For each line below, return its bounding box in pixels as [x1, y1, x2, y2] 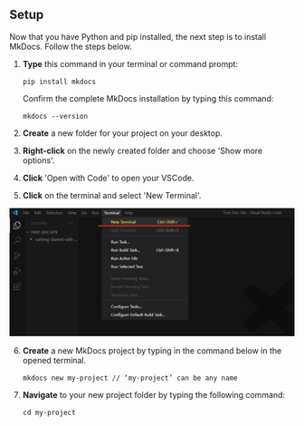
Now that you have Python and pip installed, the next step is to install [9, 31, 267, 42]
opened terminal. [22, 354, 87, 365]
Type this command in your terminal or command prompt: [22, 58, 238, 69]
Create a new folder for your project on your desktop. [22, 127, 223, 139]
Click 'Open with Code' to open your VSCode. [22, 172, 195, 183]
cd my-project [22, 408, 76, 417]
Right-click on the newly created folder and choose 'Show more [22, 145, 263, 156]
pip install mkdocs [22, 77, 97, 86]
